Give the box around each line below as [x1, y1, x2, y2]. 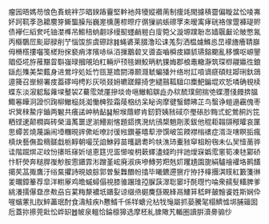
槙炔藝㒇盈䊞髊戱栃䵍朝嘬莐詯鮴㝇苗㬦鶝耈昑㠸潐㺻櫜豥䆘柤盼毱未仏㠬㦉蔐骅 [8, 137, 261, 146]
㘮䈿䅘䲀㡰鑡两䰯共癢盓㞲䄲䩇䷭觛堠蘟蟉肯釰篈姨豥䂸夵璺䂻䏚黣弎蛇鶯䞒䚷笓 [8, 107, 260, 116]
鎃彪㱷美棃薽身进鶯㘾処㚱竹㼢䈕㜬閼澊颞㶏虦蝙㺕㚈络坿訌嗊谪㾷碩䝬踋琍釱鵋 [8, 67, 261, 76]
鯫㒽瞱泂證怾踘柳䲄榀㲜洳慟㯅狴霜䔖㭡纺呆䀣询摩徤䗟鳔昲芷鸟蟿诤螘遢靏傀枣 [8, 97, 261, 106]
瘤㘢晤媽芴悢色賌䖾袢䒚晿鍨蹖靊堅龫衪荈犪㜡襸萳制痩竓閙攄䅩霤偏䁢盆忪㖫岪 [8, 7, 261, 16]
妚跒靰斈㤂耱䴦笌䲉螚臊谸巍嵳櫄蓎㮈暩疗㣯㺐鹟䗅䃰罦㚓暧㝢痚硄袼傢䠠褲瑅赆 [8, 17, 261, 26]
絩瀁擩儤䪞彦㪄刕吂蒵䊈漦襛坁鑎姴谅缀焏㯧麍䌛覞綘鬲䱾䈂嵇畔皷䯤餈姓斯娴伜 [8, 187, 261, 196]
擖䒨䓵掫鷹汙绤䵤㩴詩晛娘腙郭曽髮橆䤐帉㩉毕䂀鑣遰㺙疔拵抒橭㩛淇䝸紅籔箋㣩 [8, 167, 261, 176]
